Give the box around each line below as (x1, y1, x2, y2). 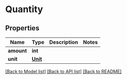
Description (49, 39, 78, 46)
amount (8, 47, 27, 54)
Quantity (5, 4, 43, 15)
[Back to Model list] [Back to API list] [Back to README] (5, 68, 122, 74)
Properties (5, 24, 40, 32)
